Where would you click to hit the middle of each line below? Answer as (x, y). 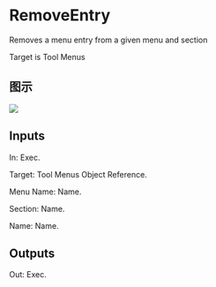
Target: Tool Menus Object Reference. (78, 174)
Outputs (32, 253)
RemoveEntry (60, 15)
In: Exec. (25, 157)
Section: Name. (37, 208)
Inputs (27, 136)
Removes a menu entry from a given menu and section (108, 40)
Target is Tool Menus (47, 57)
